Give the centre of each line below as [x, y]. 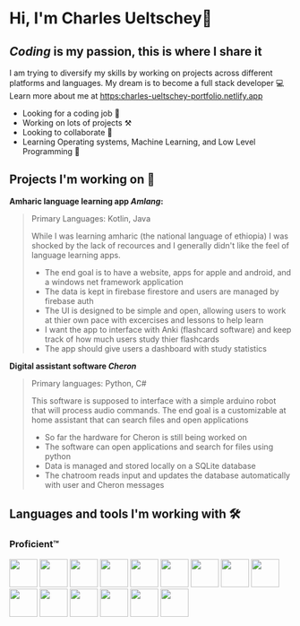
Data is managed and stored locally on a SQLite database [150, 465]
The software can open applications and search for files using [159, 447]
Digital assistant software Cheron [73, 366]
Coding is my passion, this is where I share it [136, 52]
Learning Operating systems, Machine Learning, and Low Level [139, 142]
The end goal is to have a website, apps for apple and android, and [168, 272]
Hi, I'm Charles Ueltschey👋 [111, 18]
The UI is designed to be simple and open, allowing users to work [165, 310]
